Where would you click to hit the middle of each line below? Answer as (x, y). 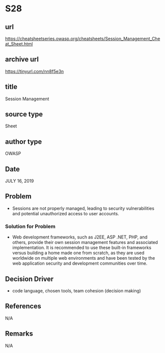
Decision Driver (29, 279)
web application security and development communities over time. (80, 263)
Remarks (19, 334)
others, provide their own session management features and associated (85, 242)
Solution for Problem (30, 226)
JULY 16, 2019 (19, 181)
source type (24, 114)
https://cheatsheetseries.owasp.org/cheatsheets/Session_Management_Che (83, 39)
